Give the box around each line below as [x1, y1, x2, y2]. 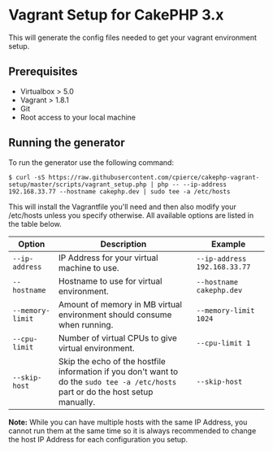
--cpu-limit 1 [196, 338, 251, 347]
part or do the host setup [58, 386, 154, 398]
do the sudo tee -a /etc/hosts [58, 376, 177, 387]
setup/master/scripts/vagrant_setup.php [8, 180, 148, 189]
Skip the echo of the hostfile [58, 355, 167, 367]
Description [100, 238, 147, 250]
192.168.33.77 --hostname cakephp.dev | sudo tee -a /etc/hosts [8, 187, 231, 196]
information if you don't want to [58, 366, 179, 377]
